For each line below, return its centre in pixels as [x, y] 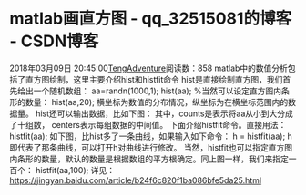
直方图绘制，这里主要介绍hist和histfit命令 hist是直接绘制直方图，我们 [154, 79]
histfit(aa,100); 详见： [75, 170]
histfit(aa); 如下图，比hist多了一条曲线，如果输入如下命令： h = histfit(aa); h [151, 136]
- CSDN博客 [54, 41]
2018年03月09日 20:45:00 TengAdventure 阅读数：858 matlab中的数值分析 [149, 68]
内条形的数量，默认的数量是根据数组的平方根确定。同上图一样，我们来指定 [149, 159]
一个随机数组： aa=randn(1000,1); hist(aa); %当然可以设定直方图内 [158, 91]
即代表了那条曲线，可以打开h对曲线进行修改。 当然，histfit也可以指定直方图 [151, 147]
